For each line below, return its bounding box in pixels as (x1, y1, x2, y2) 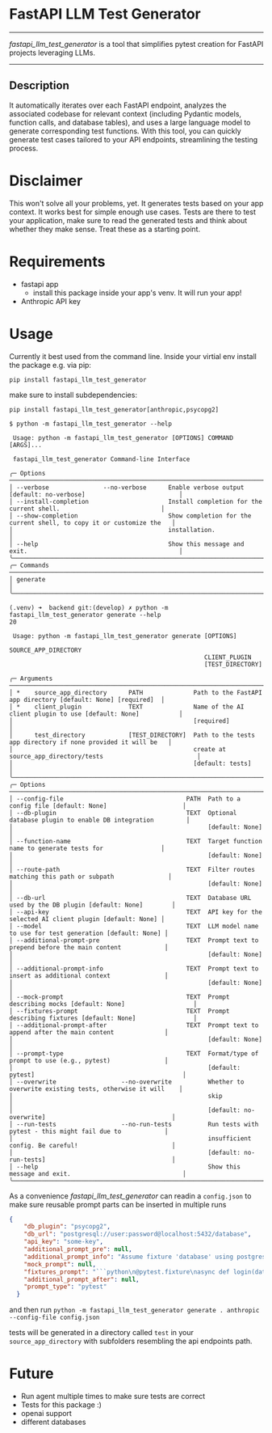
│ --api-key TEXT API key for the (9, 907, 263, 916)
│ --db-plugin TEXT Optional (9, 809, 237, 817)
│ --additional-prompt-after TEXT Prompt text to (9, 1021, 259, 1029)
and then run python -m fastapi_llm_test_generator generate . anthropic (9, 1305, 260, 1315)
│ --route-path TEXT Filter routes (9, 865, 255, 873)
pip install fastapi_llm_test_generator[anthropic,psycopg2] (9, 405, 220, 413)
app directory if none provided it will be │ (9, 738, 173, 746)
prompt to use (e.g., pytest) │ (9, 1056, 169, 1064)
